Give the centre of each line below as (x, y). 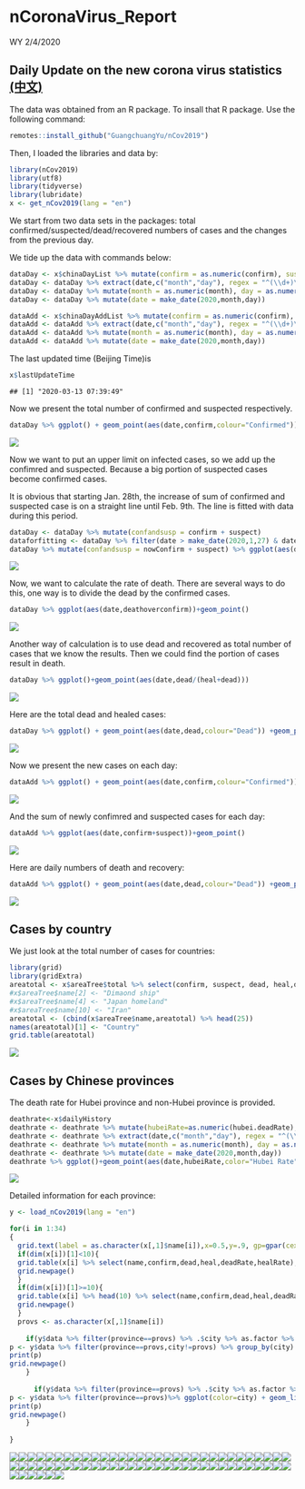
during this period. (44, 516)
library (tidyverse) (46, 187)
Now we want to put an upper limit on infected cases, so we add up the (143, 459)
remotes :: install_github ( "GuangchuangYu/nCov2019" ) (109, 135)
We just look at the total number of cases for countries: (112, 952)
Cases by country (60, 929)
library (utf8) (36, 178)
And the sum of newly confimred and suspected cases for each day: (138, 816)
